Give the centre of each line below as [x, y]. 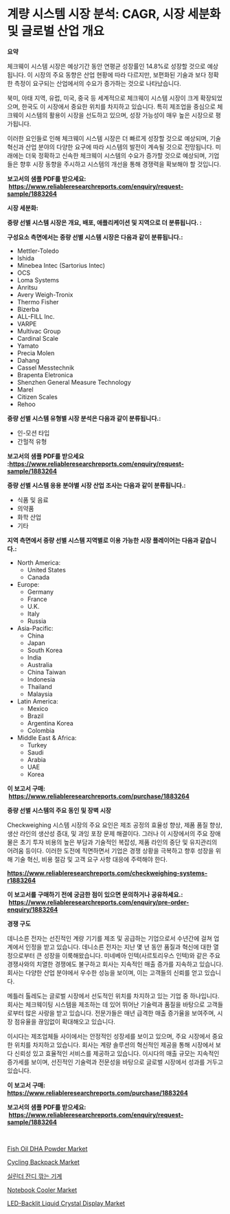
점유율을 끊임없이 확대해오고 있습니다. [65, 1022]
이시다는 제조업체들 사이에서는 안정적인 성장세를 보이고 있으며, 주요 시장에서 [109, 1036]
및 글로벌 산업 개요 [56, 31]
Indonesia [41, 679]
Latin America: [37, 701]
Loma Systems [38, 280]
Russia [37, 621]
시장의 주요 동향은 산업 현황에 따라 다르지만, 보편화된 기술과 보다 [120, 75]
